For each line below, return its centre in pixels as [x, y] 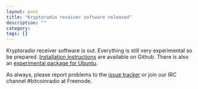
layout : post [22, 12]
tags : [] [17, 34]
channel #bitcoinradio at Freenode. [49, 81]
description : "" [26, 23]
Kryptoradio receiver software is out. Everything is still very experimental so [99, 50]
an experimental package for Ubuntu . [52, 63]
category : [18, 28]
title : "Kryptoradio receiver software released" [69, 17]
